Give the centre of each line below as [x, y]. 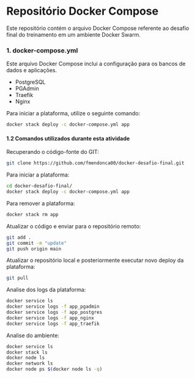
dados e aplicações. [32, 70]
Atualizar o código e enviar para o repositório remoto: [74, 226]
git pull [17, 278]
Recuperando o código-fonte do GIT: [53, 152]
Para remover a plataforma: [41, 203]
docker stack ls [27, 352]
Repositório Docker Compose [83, 11]
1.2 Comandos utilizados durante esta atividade [68, 138]
